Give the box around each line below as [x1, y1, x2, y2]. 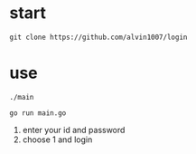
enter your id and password [22, 124, 126, 135]
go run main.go [9, 108, 67, 118]
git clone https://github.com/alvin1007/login [9, 33, 188, 42]
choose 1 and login [22, 134, 93, 145]
